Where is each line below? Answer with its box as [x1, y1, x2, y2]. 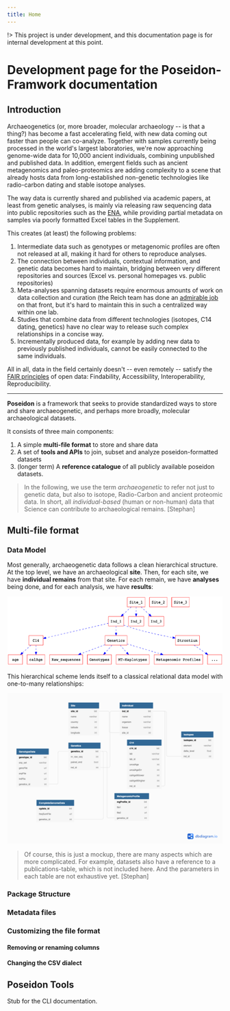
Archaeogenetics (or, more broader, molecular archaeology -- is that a [7, 122, 205, 130]
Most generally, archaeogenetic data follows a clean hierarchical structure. [7, 561, 218, 569]
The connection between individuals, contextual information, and [16, 257, 201, 265]
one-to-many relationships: [7, 679, 84, 688]
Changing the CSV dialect [7, 959, 82, 967]
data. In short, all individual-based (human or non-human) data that [23, 498, 214, 506]
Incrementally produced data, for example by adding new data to [16, 337, 200, 345]
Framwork [7, 76, 66, 92]
